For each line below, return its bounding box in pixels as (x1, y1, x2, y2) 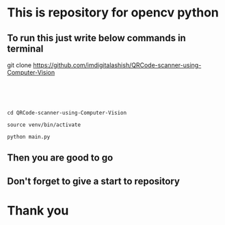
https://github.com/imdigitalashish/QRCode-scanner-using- (33, 61, 202, 69)
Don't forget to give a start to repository (7, 175, 180, 187)
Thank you (7, 202, 69, 218)
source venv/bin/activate (7, 121, 81, 128)
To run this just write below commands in (7, 32, 186, 44)
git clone (7, 61, 32, 69)
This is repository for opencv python (7, 5, 219, 21)
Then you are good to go (7, 152, 114, 164)
